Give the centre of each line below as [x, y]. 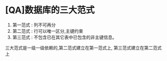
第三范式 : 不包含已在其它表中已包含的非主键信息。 [65, 37]
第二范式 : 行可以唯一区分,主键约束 [48, 31]
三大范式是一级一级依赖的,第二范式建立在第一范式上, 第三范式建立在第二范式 [83, 48]
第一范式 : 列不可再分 [34, 25]
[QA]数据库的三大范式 [50, 10]
